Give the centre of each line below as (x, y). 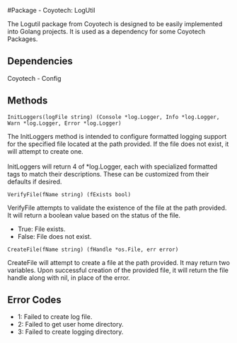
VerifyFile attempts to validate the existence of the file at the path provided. (117, 208)
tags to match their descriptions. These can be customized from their (108, 174)
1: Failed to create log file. (55, 317)
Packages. (23, 39)
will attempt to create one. (45, 151)
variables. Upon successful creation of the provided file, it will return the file (118, 270)
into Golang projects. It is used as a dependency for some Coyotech (106, 32)
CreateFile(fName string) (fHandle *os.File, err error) (93, 249)
